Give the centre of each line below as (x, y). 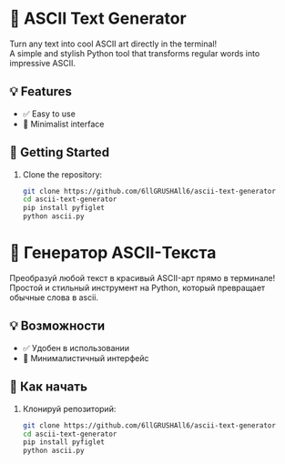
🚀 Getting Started (60, 152)
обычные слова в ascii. (54, 298)
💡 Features (41, 91)
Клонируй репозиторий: (69, 409)
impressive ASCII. (42, 63)
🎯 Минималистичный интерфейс (86, 358)
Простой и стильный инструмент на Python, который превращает (137, 287)
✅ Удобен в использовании (76, 348)
